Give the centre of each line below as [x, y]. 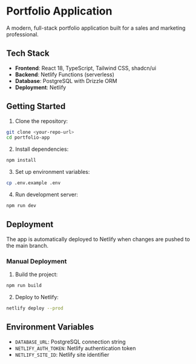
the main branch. [27, 245]
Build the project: [36, 274]
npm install [21, 160]
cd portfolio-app [28, 137]
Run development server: [47, 194]
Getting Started [36, 106]
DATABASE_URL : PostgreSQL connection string [70, 342]
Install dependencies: [42, 149]
